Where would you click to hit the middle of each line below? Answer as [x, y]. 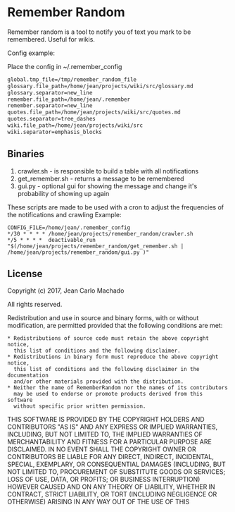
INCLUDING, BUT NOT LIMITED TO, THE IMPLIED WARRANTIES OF [105, 434]
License [25, 274]
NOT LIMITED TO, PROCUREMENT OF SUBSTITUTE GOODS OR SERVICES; [116, 472]
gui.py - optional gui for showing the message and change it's [107, 186]
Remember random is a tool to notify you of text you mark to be [99, 32]
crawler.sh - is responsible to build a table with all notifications [108, 171]
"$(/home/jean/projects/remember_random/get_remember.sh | [96, 246]
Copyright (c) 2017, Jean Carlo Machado [66, 291]
